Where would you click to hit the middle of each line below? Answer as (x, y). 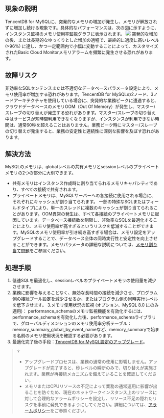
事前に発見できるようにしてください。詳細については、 (93, 405)
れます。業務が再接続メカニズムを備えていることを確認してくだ (88, 374)
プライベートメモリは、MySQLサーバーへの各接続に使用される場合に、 (84, 196)
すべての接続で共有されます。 (50, 189)
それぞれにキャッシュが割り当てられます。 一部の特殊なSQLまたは (79, 202)
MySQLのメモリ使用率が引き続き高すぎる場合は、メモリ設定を (83, 233)
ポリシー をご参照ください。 (61, 411)
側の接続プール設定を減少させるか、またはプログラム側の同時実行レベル (85, 299)
